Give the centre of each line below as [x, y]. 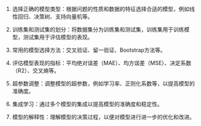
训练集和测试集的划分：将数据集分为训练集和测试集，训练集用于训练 [98, 30]
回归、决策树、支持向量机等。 [55, 16]
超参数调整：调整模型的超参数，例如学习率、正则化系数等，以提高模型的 [103, 83]
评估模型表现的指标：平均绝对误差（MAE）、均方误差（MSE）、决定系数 [102, 63]
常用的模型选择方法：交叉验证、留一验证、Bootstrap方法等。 [89, 50]
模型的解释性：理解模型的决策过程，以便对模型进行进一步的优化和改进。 [103, 117]
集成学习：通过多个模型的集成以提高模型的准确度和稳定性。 [87, 104]
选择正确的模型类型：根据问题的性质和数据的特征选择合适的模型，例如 [101, 9]
